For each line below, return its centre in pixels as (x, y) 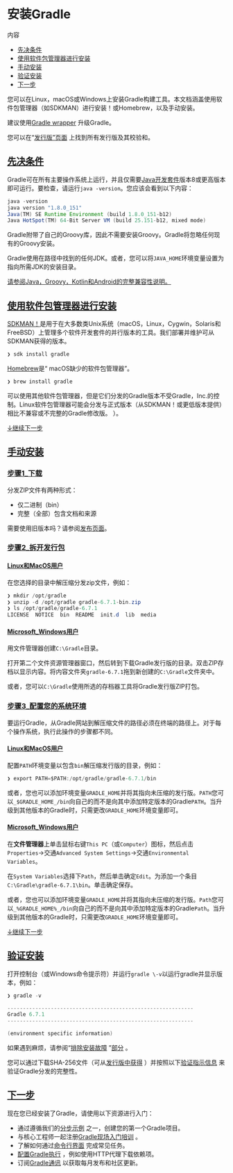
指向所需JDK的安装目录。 (44, 267)
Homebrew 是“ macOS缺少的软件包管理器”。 (70, 368)
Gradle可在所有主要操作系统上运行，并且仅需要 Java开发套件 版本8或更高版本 (116, 179)
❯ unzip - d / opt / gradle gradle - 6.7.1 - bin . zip (74, 602)
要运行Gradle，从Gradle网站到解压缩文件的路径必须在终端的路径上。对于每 (114, 723)
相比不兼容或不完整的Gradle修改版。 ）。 (65, 413)
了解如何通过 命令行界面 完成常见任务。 (73, 1145)
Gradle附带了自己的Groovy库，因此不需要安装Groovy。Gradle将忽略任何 (111, 235)
